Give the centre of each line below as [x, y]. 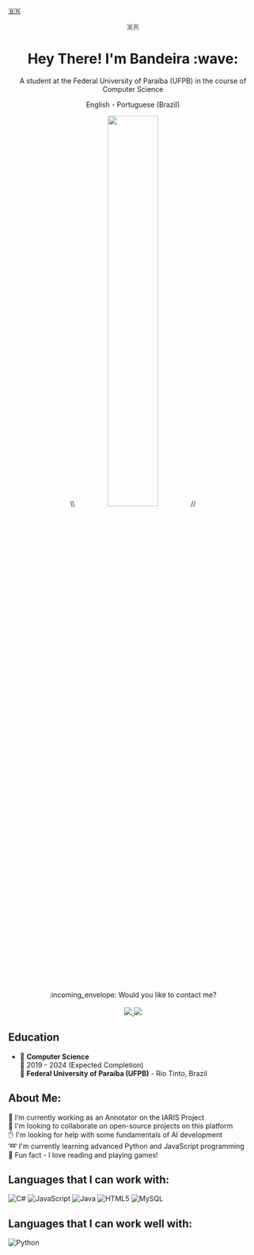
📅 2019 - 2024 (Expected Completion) [82, 1065]
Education [34, 1038]
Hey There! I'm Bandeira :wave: [133, 59]
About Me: [35, 1098]
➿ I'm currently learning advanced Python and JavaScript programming [127, 1146]
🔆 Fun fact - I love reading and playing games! [83, 1155]
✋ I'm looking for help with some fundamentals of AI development [116, 1135]
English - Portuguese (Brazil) [133, 104]
